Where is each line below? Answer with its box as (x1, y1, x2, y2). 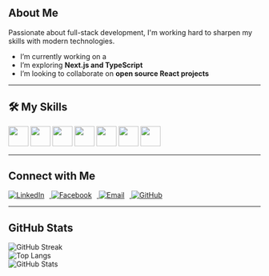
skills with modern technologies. (8, 36, 115, 46)
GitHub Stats (8, 221, 74, 234)
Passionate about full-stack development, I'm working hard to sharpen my (8, 27, 253, 37)
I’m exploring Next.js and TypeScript (19, 60, 143, 70)
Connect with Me (8, 170, 96, 183)
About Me (8, 6, 58, 20)
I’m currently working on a (19, 51, 106, 61)
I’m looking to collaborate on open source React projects (19, 68, 210, 78)
